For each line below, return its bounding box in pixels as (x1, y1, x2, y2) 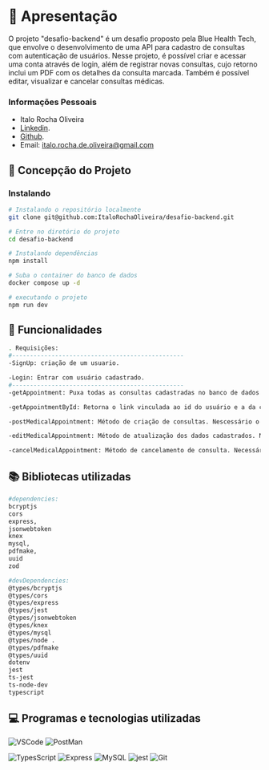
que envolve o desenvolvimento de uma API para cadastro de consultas (8, 42, 246, 51)
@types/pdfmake (8, 643, 59, 652)
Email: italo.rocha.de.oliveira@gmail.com (19, 140, 155, 150)
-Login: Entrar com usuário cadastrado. (8, 374, 146, 382)
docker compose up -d (8, 279, 81, 287)
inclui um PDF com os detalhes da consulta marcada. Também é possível (8, 67, 250, 77)
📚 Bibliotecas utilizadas (8, 469, 131, 484)
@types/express (8, 599, 59, 607)
